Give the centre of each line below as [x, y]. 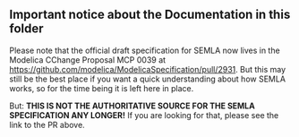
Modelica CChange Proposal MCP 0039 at [88, 60]
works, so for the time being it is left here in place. [102, 88]
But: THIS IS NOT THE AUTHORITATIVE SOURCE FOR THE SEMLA [132, 106]
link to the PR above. [47, 124]
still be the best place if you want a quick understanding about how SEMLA [148, 79]
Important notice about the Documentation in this [150, 15]
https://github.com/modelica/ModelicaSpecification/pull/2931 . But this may [148, 69]
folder [26, 29]
